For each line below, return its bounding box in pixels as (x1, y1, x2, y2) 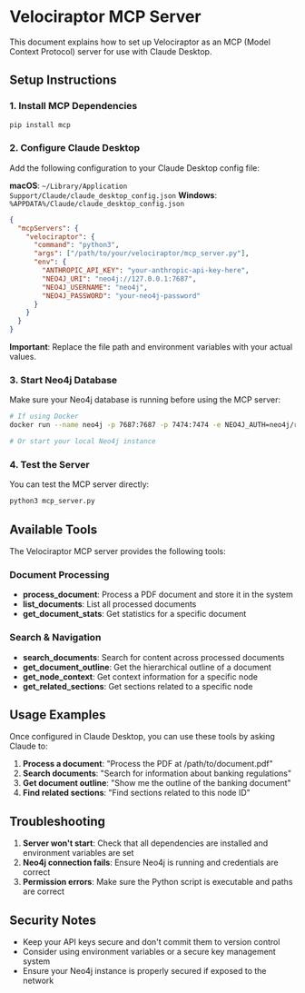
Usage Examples (9, 707, 106, 722)
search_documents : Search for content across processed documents (22, 651, 285, 662)
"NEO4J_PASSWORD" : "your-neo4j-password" (42, 291, 202, 301)
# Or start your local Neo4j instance (9, 437, 156, 446)
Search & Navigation (9, 631, 102, 644)
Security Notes (9, 912, 97, 928)
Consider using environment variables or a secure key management (22, 946, 277, 957)
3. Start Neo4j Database (9, 373, 118, 386)
